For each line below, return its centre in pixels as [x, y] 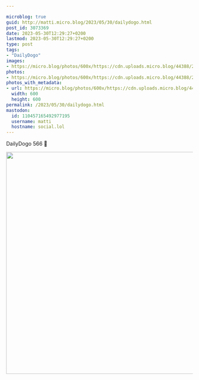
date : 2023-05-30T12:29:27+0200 [46, 33]
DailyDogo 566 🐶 [27, 144]
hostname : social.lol [38, 127]
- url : [14, 88]
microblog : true [26, 17]
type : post [20, 44]
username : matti [31, 121]
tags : [13, 50]
